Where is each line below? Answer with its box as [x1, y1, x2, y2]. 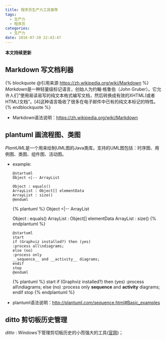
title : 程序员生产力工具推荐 [5, 7, 58, 12]
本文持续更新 [5, 49, 31, 55]
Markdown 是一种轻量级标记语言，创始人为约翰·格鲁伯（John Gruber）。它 [5, 86, 157, 92]
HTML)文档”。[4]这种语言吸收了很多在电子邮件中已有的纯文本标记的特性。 [5, 98, 159, 104]
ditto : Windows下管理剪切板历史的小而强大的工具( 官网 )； [5, 329, 124, 335]
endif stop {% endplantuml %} [12, 289, 75, 295]
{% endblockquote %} [5, 104, 51, 110]
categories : [5, 26, 30, 31]
